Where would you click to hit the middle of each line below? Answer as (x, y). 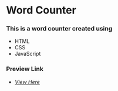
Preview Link (25, 69)
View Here (27, 82)
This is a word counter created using (59, 29)
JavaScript (28, 54)
